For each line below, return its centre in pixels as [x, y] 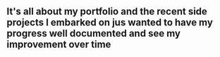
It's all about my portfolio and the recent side [107, 12]
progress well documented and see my [94, 33]
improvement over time [59, 45]
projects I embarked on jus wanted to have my [110, 23]
